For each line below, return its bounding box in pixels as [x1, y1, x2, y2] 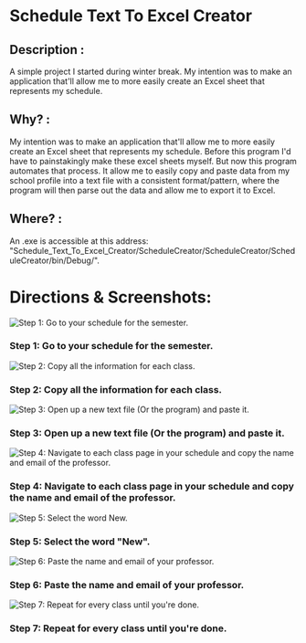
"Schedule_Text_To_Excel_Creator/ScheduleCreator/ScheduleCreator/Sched [9, 245, 296, 256]
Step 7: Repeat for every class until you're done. [9, 622, 227, 635]
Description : [9, 42, 85, 58]
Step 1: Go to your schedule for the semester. [9, 340, 214, 353]
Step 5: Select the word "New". [9, 535, 151, 548]
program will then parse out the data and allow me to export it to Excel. [9, 184, 276, 195]
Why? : [9, 111, 50, 128]
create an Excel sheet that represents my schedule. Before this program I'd [9, 145, 291, 156]
